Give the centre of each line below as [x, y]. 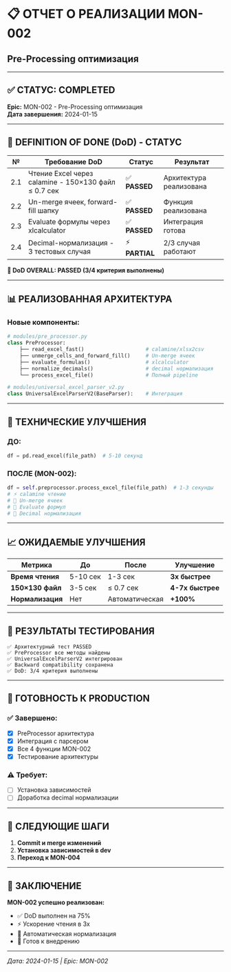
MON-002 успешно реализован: [56, 902]
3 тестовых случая [60, 252]
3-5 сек [83, 588]
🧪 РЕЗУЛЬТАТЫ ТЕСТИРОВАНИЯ [81, 631]
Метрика [37, 565]
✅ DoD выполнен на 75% [54, 916]
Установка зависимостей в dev [64, 851]
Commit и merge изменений [59, 843]
